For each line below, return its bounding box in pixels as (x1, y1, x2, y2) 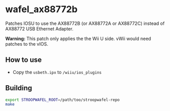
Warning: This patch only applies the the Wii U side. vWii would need (5, 35, 152, 42)
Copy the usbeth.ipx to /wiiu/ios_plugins (12, 69, 102, 75)
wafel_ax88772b (5, 4, 78, 15)
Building (5, 84, 32, 92)
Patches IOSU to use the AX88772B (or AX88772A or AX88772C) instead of (5, 20, 165, 26)
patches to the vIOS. (5, 41, 48, 47)
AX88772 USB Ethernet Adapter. (5, 25, 74, 31)
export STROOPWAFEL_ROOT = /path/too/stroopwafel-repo (5, 97, 120, 102)
